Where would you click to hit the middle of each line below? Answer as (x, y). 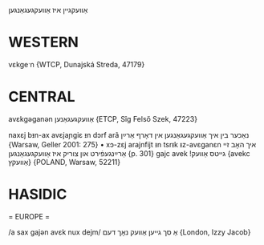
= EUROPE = (29, 216)
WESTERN (43, 42)
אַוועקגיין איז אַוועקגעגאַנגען (48, 10)
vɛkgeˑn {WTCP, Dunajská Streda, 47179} (77, 64)
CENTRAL (42, 97)
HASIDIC (38, 195)
